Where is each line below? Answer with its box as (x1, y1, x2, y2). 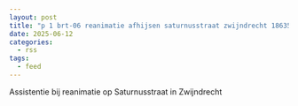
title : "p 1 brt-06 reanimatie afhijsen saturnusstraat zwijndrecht (9, 21, 268, 30)
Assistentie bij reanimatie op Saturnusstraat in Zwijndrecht (9, 86, 223, 97)
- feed (17, 63, 42, 72)
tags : (9, 54, 29, 63)
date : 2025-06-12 (9, 29, 74, 38)
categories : (9, 37, 53, 47)
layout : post (9, 12, 58, 22)
